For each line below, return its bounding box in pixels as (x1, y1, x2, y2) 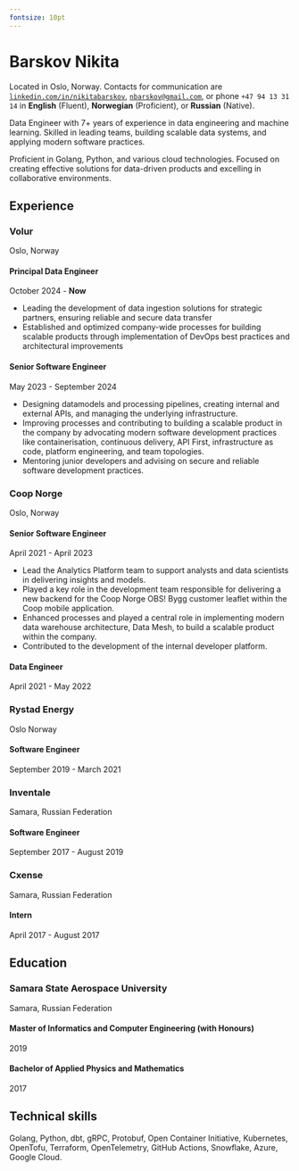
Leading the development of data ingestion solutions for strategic (21, 303, 263, 313)
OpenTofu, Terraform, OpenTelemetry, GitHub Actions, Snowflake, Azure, (9, 1142, 278, 1152)
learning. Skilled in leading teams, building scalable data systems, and (9, 127, 267, 137)
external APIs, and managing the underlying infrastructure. (21, 408, 238, 419)
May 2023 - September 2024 (9, 381, 118, 392)
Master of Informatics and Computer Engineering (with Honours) (9, 1023, 254, 1034)
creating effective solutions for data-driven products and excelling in (9, 162, 262, 174)
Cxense (9, 869, 44, 882)
